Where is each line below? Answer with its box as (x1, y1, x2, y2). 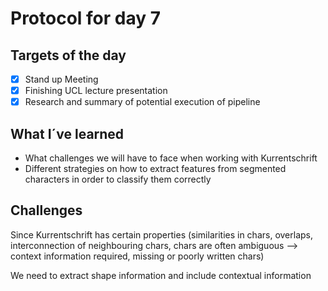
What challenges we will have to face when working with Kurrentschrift (24, 152, 318, 164)
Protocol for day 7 (10, 7, 161, 30)
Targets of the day (10, 47, 127, 64)
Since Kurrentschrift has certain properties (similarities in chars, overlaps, (10, 228, 313, 241)
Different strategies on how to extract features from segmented (24, 163, 287, 174)
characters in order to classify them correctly (24, 173, 212, 185)
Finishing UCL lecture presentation (24, 85, 168, 97)
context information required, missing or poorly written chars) (10, 250, 265, 262)
